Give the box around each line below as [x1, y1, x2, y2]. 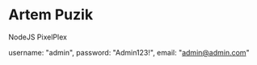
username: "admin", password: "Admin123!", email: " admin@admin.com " [8, 47, 250, 57]
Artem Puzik [8, 6, 94, 24]
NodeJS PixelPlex [8, 32, 67, 42]
